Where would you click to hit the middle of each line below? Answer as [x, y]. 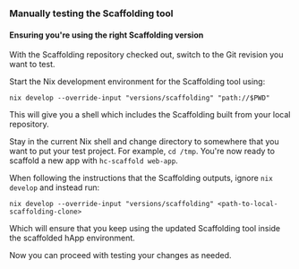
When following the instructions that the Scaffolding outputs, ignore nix [141, 178]
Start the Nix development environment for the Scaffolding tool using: [137, 82]
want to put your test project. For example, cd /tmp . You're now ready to [142, 152]
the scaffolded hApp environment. [73, 238]
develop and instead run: [55, 187]
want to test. [32, 65]
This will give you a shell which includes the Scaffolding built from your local [150, 115]
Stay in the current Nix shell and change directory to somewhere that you [144, 142]
